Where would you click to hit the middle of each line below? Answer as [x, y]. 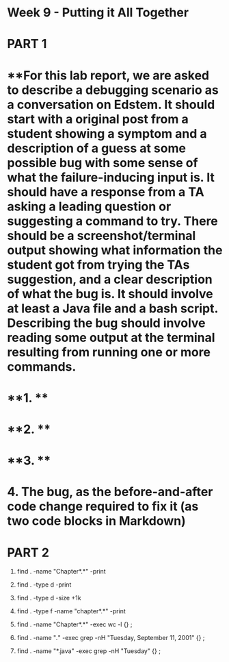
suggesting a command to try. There [113, 221]
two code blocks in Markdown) [96, 521]
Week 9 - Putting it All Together [98, 13]
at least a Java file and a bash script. [113, 308]
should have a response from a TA [106, 192]
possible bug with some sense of [103, 163]
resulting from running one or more [109, 352]
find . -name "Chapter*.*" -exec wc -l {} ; [75, 624]
